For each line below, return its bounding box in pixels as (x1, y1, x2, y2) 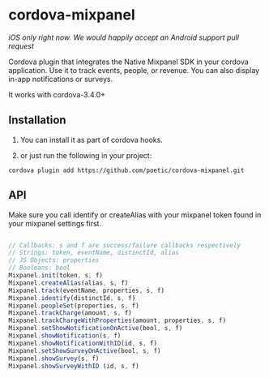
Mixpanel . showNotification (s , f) (8, 332, 122, 340)
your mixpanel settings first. (8, 218, 102, 228)
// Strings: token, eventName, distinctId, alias (8, 249, 180, 257)
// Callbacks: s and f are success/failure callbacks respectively (8, 241, 241, 249)
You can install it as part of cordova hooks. (19, 135, 164, 144)
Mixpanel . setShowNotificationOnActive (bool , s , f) (8, 324, 183, 333)
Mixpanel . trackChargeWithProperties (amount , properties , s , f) (8, 316, 227, 325)
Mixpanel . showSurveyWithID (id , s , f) (8, 362, 139, 370)
